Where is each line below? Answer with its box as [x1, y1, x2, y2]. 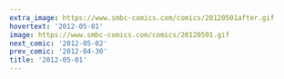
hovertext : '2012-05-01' [9, 22, 104, 31]
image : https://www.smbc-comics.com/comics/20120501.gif [9, 30, 230, 39]
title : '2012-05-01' [9, 55, 88, 64]
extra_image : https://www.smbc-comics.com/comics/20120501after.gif [9, 13, 275, 23]
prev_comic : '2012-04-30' [9, 47, 107, 56]
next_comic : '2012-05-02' [9, 38, 107, 48]
